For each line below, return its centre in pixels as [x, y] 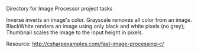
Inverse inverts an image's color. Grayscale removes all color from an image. [99, 20]
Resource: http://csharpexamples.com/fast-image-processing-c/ [85, 44]
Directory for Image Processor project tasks [59, 9]
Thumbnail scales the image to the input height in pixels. [75, 32]
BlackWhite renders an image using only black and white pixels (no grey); [95, 26]
